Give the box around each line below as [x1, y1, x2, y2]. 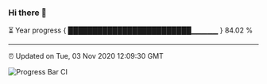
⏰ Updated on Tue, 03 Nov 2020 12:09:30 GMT [8, 52, 164, 61]
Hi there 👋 [8, 7, 48, 18]
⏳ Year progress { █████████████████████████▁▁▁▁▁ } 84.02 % [8, 25, 253, 35]
